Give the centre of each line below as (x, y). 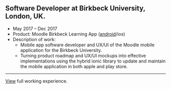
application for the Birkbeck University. (61, 50)
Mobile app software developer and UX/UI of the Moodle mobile (87, 45)
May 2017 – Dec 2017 (35, 28)
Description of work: (34, 39)
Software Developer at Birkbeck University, (75, 8)
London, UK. (25, 17)
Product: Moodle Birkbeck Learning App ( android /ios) (69, 34)
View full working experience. (36, 81)
